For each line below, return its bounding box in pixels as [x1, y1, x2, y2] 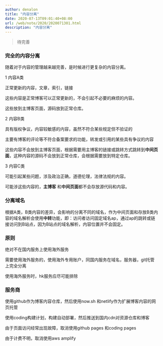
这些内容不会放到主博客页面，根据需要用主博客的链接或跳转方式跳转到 [5, 147, 146, 153]
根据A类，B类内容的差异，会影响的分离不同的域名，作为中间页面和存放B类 [5, 209, 154, 215]
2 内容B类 [5, 116, 25, 122]
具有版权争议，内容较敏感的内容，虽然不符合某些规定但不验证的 [5, 126, 132, 132]
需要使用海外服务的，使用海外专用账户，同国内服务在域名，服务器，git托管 [5, 257, 155, 263]
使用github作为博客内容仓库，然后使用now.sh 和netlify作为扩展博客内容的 [5, 298, 152, 304]
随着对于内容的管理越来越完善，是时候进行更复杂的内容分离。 [5, 64, 129, 70]
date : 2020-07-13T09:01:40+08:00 [5, 16, 73, 21]
